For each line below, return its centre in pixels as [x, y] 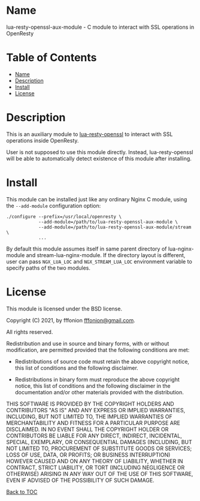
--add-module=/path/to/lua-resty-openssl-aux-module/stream [115, 227]
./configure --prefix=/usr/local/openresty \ [64, 216]
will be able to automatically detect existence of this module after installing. [99, 158]
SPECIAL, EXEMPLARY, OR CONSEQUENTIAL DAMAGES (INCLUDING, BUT [99, 442]
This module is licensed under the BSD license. [64, 309]
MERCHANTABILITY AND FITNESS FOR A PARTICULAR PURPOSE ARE [93, 422]
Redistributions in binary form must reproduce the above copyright [97, 379]
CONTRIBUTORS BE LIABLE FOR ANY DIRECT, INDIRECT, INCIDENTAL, [94, 436]
